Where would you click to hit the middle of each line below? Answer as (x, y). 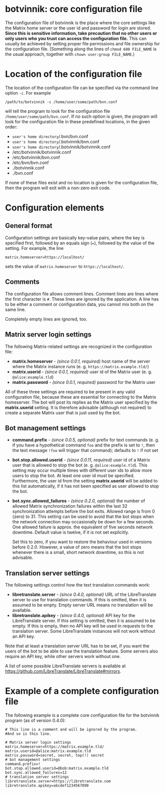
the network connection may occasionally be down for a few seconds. (83, 522)
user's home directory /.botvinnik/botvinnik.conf (61, 147)
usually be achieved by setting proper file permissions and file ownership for (82, 43)
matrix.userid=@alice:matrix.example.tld (48, 751)
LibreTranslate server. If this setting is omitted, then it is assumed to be (84, 621)
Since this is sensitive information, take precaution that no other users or (81, 33)
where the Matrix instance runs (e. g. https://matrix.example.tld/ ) (81, 366)
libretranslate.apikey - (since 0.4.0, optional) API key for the (74, 616)
